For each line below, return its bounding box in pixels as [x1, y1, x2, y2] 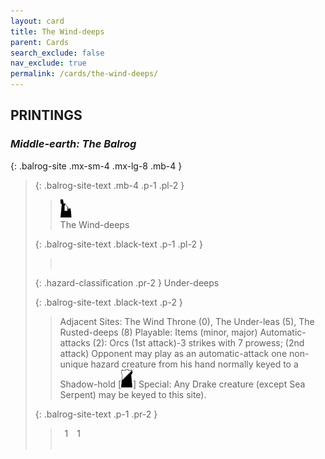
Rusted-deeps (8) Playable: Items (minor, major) [59, 326, 258, 338]
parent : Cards [10, 37, 70, 47]
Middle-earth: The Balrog [10, 137, 137, 151]
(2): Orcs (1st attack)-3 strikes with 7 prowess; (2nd [92, 336, 305, 349]
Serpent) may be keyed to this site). [59, 388, 207, 400]
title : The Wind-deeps [10, 26, 105, 37]
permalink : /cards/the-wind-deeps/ [10, 69, 159, 79]
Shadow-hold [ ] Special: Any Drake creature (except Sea [59, 378, 306, 390]
